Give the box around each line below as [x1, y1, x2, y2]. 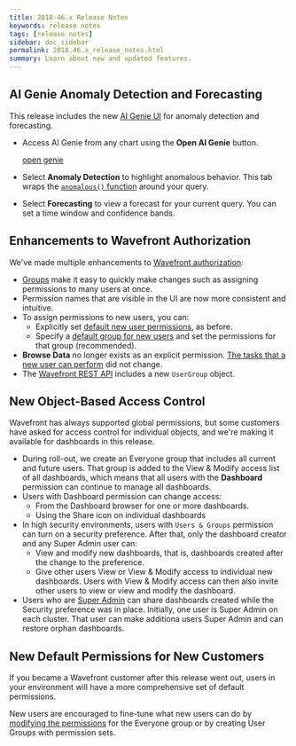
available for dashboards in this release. [9, 436, 155, 447]
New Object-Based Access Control [9, 394, 206, 409]
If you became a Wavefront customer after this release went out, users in [9, 672, 276, 683]
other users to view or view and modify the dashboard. [35, 585, 237, 596]
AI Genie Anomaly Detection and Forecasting [9, 87, 263, 102]
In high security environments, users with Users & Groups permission [21, 520, 274, 530]
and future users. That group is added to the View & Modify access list [21, 463, 280, 474]
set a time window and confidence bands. [21, 208, 175, 218]
